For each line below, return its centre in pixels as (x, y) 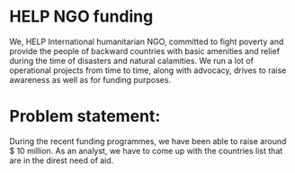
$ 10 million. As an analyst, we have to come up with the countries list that (146, 150)
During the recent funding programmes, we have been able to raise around (148, 141)
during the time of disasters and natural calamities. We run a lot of (132, 60)
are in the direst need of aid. (62, 160)
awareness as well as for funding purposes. (90, 79)
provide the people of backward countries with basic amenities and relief (145, 50)
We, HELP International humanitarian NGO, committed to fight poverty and (147, 41)
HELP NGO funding (81, 17)
